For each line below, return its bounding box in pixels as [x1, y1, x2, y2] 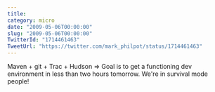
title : [7, 10, 27, 18]
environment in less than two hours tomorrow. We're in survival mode [7, 70, 209, 78]
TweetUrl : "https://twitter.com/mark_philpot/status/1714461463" [7, 43, 202, 50]
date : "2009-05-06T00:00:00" [7, 23, 93, 30]
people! [7, 77, 30, 85]
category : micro [7, 17, 55, 24]
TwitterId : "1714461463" [7, 37, 80, 44]
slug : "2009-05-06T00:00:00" [7, 29, 93, 37]
